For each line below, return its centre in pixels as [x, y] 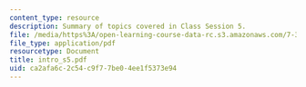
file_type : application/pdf [63, 43]
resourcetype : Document [55, 52]
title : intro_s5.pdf [49, 60]
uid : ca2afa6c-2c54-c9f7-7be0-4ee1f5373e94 [93, 69]
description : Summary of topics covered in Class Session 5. [128, 26]
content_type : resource [55, 18]
